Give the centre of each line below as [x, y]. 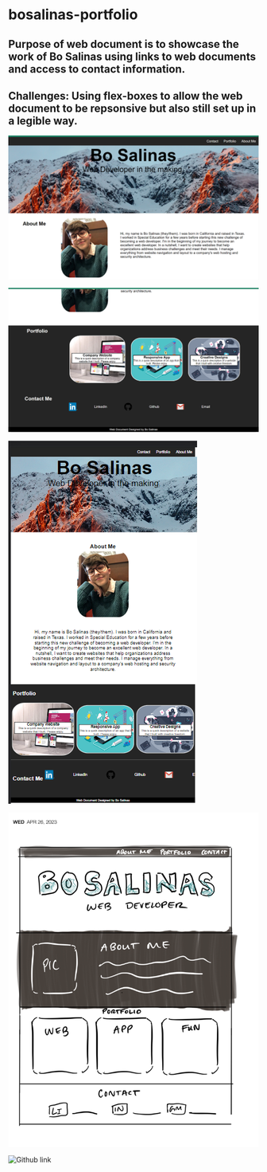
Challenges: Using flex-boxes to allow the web [126, 96]
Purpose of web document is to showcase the [124, 44]
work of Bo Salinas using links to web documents [132, 56]
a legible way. [43, 121]
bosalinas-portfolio [73, 15]
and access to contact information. [97, 69]
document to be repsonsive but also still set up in [132, 108]
